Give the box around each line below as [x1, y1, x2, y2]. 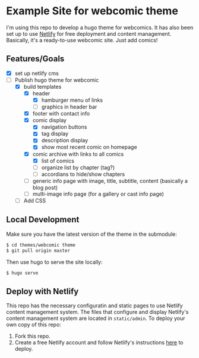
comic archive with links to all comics [32, 150, 124, 157]
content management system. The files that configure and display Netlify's [6, 309, 189, 316]
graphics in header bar [41, 103, 97, 111]
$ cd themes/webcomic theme [6, 242, 76, 248]
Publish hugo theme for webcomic [14, 76, 99, 83]
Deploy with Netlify [6, 286, 79, 296]
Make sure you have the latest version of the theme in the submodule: [6, 231, 177, 238]
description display [41, 137, 89, 144]
